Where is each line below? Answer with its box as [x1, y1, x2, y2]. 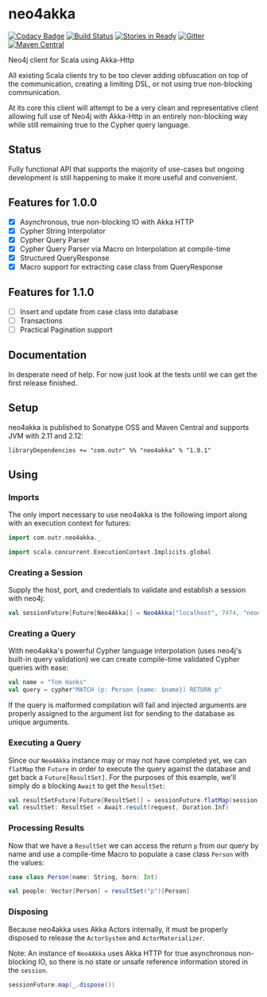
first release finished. [8, 378, 78, 388]
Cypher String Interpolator [19, 226, 106, 235]
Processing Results [8, 822, 85, 833]
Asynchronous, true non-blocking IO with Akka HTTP [19, 217, 195, 227]
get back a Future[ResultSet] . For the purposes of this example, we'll [8, 772, 237, 782]
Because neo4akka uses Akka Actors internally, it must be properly [8, 924, 228, 934]
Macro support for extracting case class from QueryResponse [19, 262, 223, 271]
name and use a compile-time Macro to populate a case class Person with [8, 849, 249, 858]
